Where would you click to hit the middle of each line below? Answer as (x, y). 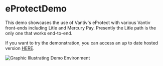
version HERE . (20, 48)
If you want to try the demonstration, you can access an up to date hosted (82, 42)
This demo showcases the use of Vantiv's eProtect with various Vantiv (78, 22)
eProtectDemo (36, 9)
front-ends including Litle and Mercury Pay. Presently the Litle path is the (81, 27)
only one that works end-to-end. (39, 33)
